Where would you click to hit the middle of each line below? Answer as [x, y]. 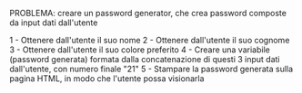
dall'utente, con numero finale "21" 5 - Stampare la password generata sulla [151, 69]
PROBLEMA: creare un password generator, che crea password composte [148, 13]
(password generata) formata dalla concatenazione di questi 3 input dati [145, 59]
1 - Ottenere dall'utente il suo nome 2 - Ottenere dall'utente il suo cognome [150, 40]
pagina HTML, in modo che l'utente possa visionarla [107, 79]
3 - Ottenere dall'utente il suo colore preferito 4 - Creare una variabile [140, 50]
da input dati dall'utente [54, 23]
